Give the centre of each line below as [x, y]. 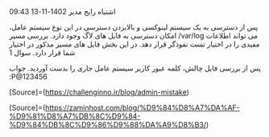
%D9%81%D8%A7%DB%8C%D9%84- [75, 116]
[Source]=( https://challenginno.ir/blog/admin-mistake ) [99, 92]
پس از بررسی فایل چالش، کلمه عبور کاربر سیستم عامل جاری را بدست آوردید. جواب [135, 68]
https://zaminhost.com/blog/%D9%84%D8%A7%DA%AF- [142, 108]
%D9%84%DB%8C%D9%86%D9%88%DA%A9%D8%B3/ [108, 125]
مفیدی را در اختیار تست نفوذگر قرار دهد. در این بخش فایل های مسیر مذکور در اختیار [134, 44]
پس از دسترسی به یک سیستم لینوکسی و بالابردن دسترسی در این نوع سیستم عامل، [134, 27]
